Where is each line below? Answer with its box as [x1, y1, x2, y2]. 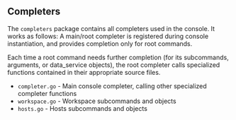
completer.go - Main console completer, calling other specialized [17, 81, 207, 90]
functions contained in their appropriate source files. [7, 68, 161, 76]
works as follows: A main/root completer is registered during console [7, 32, 209, 40]
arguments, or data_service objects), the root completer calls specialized [7, 60, 220, 69]
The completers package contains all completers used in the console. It [7, 24, 215, 32]
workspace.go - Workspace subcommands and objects [17, 97, 176, 105]
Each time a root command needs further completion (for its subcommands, [7, 53, 229, 61]
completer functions [17, 89, 77, 97]
